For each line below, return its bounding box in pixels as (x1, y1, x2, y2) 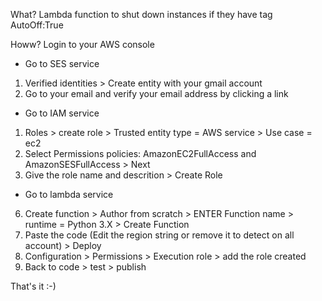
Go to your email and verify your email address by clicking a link (24, 88, 289, 99)
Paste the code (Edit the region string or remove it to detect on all (24, 229, 295, 241)
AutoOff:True (10, 19, 64, 31)
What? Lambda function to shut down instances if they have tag (10, 9, 273, 20)
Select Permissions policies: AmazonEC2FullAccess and (24, 148, 257, 159)
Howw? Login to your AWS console (10, 39, 155, 50)
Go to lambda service (24, 189, 114, 200)
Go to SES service (24, 58, 100, 69)
